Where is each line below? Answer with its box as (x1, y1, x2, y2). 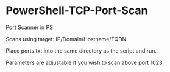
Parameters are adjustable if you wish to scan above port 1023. (5, 59, 164, 66)
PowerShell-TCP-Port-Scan (5, 4, 148, 18)
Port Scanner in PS (5, 24, 53, 31)
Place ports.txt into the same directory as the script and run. (5, 47, 157, 54)
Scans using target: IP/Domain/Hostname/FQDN (5, 35, 127, 42)
